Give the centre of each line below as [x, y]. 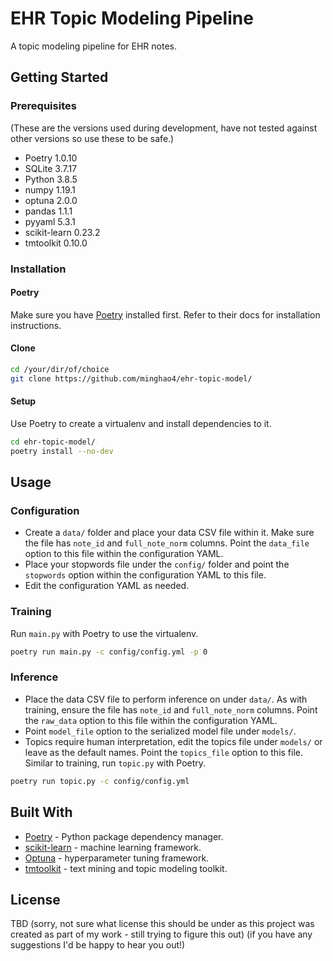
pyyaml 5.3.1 [50, 221]
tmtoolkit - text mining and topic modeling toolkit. [126, 868]
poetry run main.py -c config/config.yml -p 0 [109, 652]
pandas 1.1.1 [48, 211]
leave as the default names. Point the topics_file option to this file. [164, 752]
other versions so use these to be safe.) [92, 138]
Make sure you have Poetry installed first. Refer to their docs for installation [165, 314]
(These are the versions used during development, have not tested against [164, 128]
